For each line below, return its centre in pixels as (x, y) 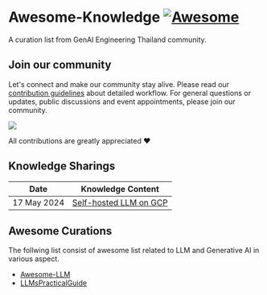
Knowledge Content (120, 189)
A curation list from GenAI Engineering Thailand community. (107, 39)
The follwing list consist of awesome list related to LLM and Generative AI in (134, 251)
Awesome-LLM (45, 275)
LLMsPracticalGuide (53, 283)
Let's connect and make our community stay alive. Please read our (119, 84)
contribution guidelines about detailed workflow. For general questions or (130, 93)
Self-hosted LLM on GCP (120, 202)
